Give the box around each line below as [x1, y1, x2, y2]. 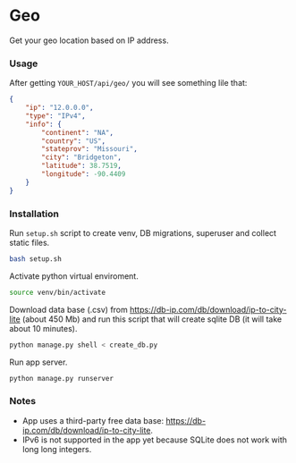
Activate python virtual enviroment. [9, 270, 139, 282]
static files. [9, 238, 50, 248]
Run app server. [9, 357, 68, 367]
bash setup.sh [9, 255, 63, 264]
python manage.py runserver [9, 374, 114, 383]
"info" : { [25, 120, 63, 129]
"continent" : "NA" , [41, 128, 114, 137]
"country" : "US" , [41, 136, 106, 146]
